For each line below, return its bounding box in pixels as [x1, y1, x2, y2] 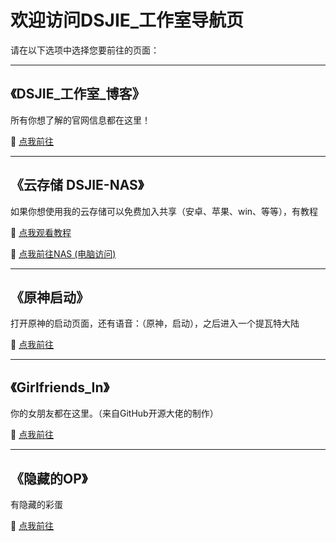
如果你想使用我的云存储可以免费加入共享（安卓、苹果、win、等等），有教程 [10, 205, 319, 217]
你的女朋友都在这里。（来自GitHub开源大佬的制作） [10, 407, 219, 420]
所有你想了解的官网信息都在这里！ [10, 114, 151, 126]
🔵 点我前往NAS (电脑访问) [10, 247, 117, 260]
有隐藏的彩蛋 [10, 499, 63, 510]
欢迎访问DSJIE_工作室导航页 [10, 9, 245, 32]
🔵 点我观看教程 [10, 226, 72, 238]
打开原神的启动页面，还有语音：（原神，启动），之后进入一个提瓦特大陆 [10, 317, 300, 330]
